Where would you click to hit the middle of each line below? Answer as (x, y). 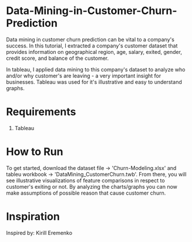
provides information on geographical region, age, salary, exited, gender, (94, 52)
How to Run (35, 152)
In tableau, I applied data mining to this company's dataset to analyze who (96, 69)
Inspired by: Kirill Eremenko (39, 233)
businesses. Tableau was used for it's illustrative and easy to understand (94, 82)
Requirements (41, 112)
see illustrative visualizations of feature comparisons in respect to (86, 180)
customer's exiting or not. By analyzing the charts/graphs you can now (92, 186)
